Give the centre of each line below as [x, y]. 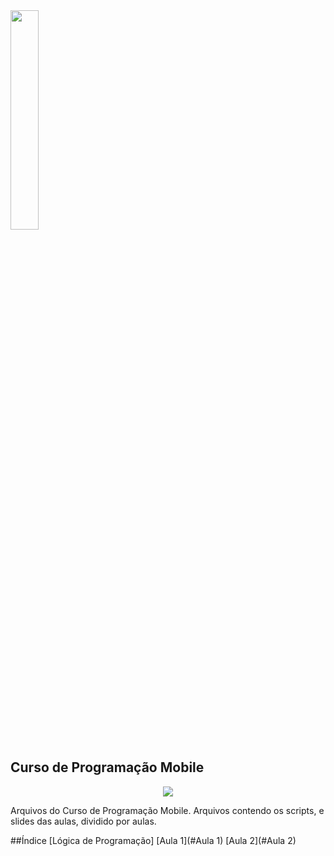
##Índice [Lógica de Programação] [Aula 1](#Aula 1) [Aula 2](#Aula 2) [153, 840]
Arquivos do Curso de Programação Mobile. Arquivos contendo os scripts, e [167, 810]
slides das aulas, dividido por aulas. [83, 821]
